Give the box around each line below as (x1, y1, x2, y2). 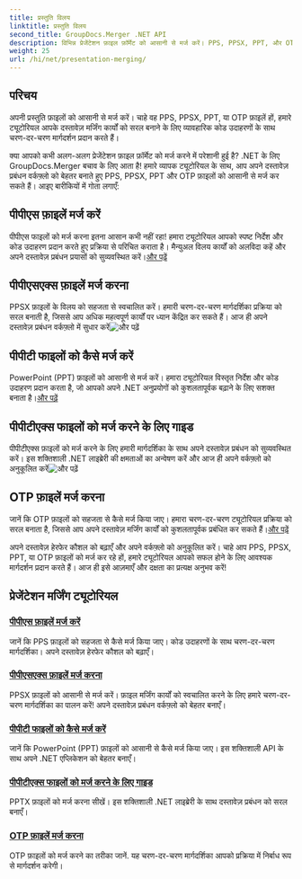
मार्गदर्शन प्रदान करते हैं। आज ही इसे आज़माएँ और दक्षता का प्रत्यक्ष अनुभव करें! (9, 562, 227, 573)
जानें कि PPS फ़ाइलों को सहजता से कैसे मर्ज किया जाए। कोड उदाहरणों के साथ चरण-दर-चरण (9, 635, 276, 647)
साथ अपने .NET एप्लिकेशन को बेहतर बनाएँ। (9, 753, 137, 764)
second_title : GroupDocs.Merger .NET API (9, 30, 167, 39)
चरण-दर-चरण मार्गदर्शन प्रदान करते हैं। (9, 132, 120, 143)
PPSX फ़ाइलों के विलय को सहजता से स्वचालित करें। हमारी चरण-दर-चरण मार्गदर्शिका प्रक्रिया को (9, 302, 283, 313)
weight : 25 (9, 47, 50, 56)
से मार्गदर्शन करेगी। (9, 860, 64, 871)
